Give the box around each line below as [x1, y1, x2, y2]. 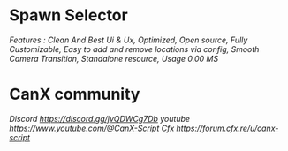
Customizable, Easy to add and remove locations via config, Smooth [9, 43, 260, 54]
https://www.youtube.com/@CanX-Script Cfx [9, 123, 175, 133]
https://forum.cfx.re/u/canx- [176, 123, 279, 133]
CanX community [9, 85, 140, 104]
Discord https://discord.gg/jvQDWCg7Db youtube [9, 113, 191, 124]
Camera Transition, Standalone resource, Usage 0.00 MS [9, 53, 219, 64]
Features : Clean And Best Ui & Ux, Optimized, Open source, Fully [9, 34, 248, 45]
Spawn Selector [9, 5, 128, 26]
